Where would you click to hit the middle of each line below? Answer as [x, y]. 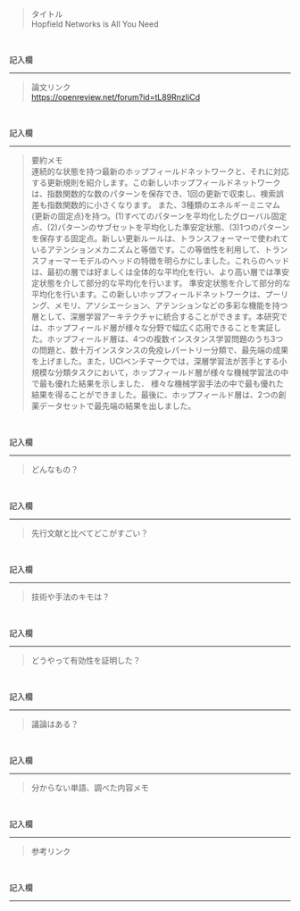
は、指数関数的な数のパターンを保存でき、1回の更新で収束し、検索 [154, 194]
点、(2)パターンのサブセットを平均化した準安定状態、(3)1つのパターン [160, 227]
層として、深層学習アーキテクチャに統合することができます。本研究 [155, 317]
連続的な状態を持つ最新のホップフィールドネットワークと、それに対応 [160, 171]
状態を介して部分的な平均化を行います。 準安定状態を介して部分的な [165, 283]
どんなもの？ [54, 469]
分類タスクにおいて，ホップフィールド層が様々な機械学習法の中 [172, 372]
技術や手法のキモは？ [70, 597]
